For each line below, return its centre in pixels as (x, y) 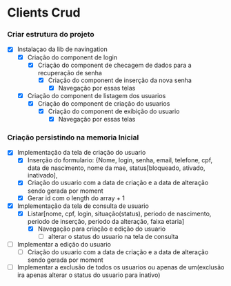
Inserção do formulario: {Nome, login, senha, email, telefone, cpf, (120, 160)
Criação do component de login (72, 57)
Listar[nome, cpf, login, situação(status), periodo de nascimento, (119, 213)
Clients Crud (44, 13)
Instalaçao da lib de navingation (62, 49)
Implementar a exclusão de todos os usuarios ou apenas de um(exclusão (121, 267)
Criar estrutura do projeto (51, 35)
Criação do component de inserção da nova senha (120, 80)
